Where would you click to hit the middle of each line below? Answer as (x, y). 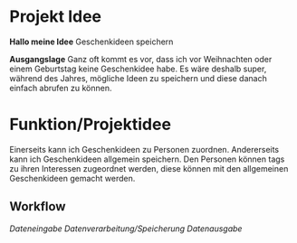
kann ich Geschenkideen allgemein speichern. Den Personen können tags (147, 159)
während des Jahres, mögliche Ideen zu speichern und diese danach (138, 78)
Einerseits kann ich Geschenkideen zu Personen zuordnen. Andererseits (144, 149)
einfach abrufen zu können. (61, 88)
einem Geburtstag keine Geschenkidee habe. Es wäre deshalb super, (138, 69)
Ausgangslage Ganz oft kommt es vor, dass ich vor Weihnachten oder (141, 59)
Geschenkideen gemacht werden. (72, 178)
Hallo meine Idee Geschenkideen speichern (91, 42)
